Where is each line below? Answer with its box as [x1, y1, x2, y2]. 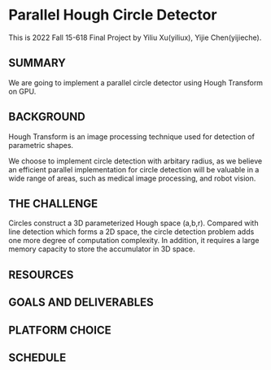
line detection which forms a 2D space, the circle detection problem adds [8, 227, 255, 237]
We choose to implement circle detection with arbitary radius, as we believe [8, 156, 263, 166]
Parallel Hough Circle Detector [8, 6, 217, 24]
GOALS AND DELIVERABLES [8, 295, 155, 310]
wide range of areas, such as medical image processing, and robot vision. [8, 173, 256, 183]
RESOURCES [8, 268, 74, 281]
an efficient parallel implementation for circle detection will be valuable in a [8, 164, 260, 174]
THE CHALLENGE [8, 197, 98, 211]
